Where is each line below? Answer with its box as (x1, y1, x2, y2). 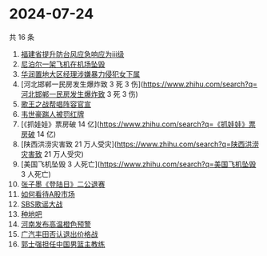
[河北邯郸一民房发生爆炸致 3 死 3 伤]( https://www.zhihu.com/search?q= (20, 79, 258, 89)
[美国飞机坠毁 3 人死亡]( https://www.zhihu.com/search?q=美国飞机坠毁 (20, 159, 257, 169)
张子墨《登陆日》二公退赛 (20, 179, 106, 189)
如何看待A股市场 (20, 189, 75, 198)
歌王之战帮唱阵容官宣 (20, 99, 91, 109)
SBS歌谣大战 (20, 199, 63, 209)
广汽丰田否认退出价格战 (20, 229, 98, 238)
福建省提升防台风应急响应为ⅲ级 (20, 49, 125, 58)
